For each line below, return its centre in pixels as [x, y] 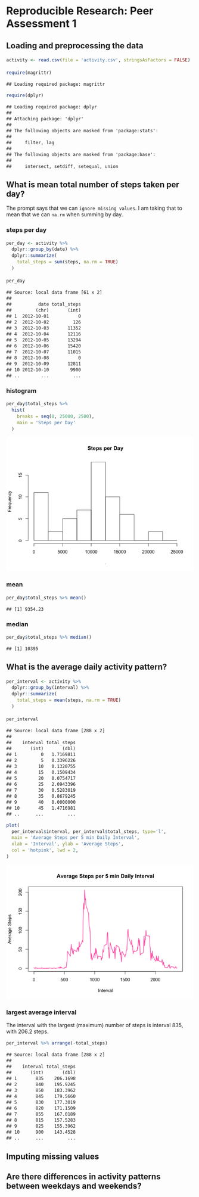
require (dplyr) [25, 95]
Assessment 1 [41, 24]
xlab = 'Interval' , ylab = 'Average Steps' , [68, 844]
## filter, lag [30, 142]
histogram [21, 390]
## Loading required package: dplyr [52, 107]
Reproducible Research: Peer [80, 11]
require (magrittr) [29, 73]
